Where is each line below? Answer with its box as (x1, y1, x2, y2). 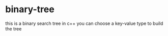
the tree (5, 25, 22, 31)
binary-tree (5, 4, 54, 15)
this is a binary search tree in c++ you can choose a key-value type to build (5, 20, 163, 26)
